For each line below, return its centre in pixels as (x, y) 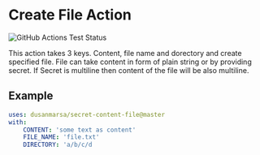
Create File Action (70, 15)
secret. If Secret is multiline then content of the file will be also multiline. (129, 70)
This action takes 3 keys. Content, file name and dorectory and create (125, 53)
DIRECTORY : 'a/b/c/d (58, 145)
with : (17, 122)
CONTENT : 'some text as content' (80, 130)
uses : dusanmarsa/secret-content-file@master (87, 114)
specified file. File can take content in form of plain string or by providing (130, 62)
